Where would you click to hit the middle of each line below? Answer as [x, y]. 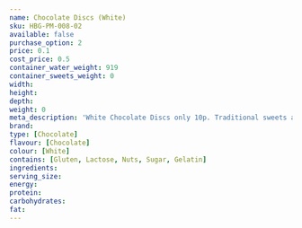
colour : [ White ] [40, 151]
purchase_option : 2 [46, 43]
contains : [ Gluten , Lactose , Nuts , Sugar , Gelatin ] [108, 159]
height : [24, 92]
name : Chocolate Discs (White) [68, 18]
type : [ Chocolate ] [44, 135]
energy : [24, 185]
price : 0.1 [30, 51]
